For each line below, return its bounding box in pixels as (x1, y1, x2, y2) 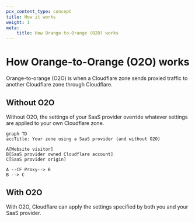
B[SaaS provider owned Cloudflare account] (6, 151, 114, 157)
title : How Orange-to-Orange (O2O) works (16, 30, 119, 36)
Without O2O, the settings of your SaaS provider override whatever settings (6, 113, 188, 120)
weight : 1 (6, 19, 30, 25)
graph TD (6, 131, 27, 137)
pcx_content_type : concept (6, 8, 72, 15)
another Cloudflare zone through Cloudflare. (6, 81, 113, 88)
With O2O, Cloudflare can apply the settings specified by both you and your (6, 203, 189, 210)
